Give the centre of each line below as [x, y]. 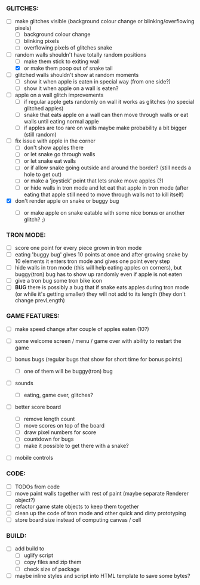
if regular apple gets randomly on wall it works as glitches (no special [109, 101]
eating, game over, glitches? [59, 395]
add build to [30, 549]
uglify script [39, 555]
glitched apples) [44, 109]
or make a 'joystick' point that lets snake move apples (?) [94, 181]
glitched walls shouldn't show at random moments [77, 75]
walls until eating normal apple [61, 122]
